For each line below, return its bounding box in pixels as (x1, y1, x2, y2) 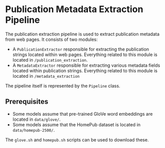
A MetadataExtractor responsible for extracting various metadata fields (12, 62, 160, 68)
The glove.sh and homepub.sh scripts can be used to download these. (5, 136, 149, 142)
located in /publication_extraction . (12, 57, 88, 63)
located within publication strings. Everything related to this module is (12, 67, 158, 74)
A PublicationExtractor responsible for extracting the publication (12, 46, 149, 52)
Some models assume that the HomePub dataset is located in (12, 121, 141, 127)
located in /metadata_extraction (12, 73, 80, 79)
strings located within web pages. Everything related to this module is (12, 52, 157, 58)
